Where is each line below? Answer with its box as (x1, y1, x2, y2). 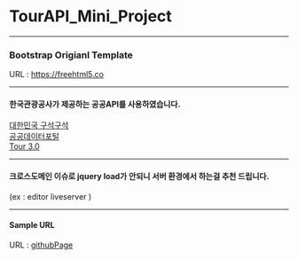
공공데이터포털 (9, 131, 60, 142)
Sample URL (9, 220, 55, 231)
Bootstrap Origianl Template (9, 49, 133, 61)
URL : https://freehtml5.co (9, 69, 105, 80)
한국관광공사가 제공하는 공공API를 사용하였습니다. (9, 98, 181, 109)
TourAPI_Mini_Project (9, 6, 173, 27)
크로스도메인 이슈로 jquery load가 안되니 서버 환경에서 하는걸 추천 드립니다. (9, 171, 270, 182)
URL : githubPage (9, 239, 74, 250)
